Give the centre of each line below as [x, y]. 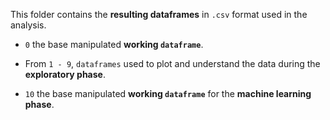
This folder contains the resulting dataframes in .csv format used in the [159, 14]
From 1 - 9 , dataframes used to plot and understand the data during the [172, 63]
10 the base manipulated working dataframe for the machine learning [168, 93]
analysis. [28, 25]
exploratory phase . [65, 74]
